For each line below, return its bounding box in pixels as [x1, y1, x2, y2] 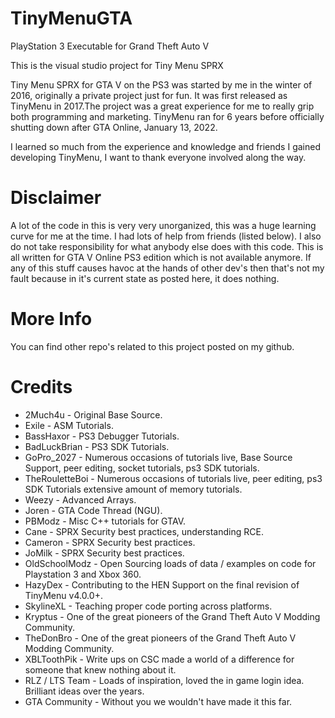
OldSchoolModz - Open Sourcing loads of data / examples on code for [24, 557, 317, 569]
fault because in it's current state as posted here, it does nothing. [10, 272, 280, 284]
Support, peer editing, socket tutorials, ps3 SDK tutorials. [24, 462, 260, 474]
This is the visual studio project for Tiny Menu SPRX [10, 59, 224, 71]
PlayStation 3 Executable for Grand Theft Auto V [10, 40, 210, 52]
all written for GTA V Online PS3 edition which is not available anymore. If [10, 251, 312, 263]
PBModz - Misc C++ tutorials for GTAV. [24, 515, 186, 527]
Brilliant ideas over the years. [24, 685, 145, 697]
